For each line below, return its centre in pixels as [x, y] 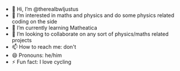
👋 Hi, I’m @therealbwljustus [45, 9]
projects [22, 40]
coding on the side [35, 21]
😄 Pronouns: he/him [37, 55]
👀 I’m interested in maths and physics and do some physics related [93, 15]
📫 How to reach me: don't [44, 47]
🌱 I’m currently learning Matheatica [54, 28]
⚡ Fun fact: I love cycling [42, 62]
